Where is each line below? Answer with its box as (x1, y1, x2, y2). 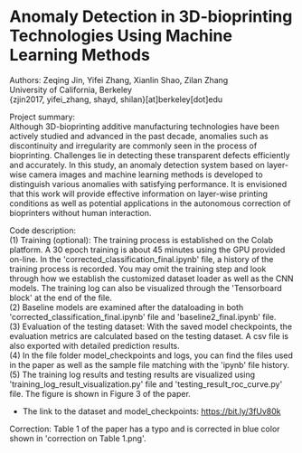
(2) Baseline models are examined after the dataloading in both (9, 301, 244, 313)
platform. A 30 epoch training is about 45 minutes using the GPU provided (9, 244, 286, 255)
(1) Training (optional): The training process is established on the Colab (9, 234, 274, 245)
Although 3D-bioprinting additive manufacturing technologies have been (9, 120, 280, 132)
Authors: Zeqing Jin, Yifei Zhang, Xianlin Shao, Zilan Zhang (9, 74, 229, 85)
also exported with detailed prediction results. (9, 340, 181, 351)
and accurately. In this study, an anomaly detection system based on (9, 159, 265, 170)
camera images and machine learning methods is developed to (28, 169, 264, 180)
